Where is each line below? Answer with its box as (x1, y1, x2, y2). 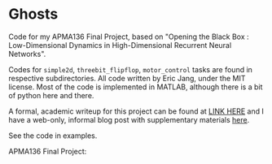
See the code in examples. (8, 131, 98, 140)
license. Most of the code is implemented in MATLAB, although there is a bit (8, 82, 263, 92)
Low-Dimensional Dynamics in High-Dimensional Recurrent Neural (8, 40, 232, 50)
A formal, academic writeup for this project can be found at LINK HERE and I (8, 106, 265, 116)
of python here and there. (8, 90, 94, 100)
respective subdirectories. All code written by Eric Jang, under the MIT (8, 73, 246, 83)
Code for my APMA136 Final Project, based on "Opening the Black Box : (8, 32, 250, 41)
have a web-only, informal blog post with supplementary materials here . (8, 114, 250, 124)
